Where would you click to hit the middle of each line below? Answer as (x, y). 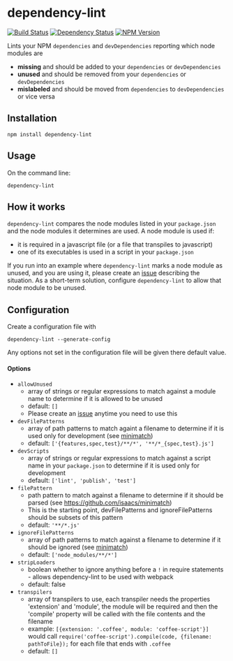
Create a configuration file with (52, 327)
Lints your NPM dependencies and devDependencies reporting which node (111, 45)
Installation (32, 118)
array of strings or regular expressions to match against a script (119, 458)
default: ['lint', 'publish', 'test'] (82, 481)
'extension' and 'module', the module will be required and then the (123, 606)
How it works (36, 206)
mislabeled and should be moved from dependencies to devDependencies (121, 89)
